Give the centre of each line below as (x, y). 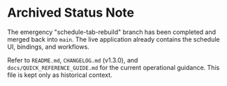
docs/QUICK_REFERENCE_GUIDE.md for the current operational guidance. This (113, 67)
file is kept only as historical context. (60, 75)
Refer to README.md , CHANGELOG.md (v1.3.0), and (73, 60)
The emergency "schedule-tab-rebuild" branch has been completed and (112, 32)
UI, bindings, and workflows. (48, 46)
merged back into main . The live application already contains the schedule (113, 39)
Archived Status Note (71, 13)
